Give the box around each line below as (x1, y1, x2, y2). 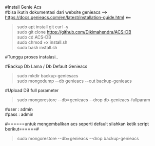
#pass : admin (5, 111, 34, 117)
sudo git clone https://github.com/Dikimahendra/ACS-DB (17, 29, 132, 35)
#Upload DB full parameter (5, 88, 59, 93)
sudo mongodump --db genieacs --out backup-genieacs (17, 78, 132, 84)
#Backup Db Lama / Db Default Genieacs (5, 63, 88, 69)
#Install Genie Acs (5, 4, 41, 10)
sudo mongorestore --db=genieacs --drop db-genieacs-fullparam (17, 97, 150, 103)
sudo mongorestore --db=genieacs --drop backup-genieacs (17, 136, 139, 141)
